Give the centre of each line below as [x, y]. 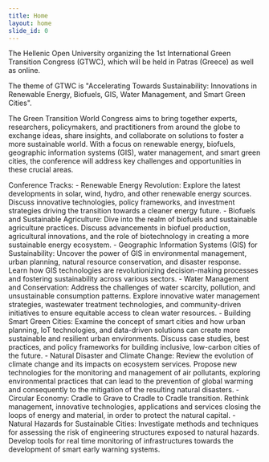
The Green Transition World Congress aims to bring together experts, [123, 119]
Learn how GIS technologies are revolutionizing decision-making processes [133, 270]
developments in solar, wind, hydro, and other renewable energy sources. [130, 194]
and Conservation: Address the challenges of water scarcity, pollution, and [132, 288]
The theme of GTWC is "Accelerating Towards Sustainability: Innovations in [132, 86]
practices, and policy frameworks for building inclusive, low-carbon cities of [134, 347]
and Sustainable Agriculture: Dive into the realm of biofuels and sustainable [133, 219]
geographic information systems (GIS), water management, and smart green [134, 152]
